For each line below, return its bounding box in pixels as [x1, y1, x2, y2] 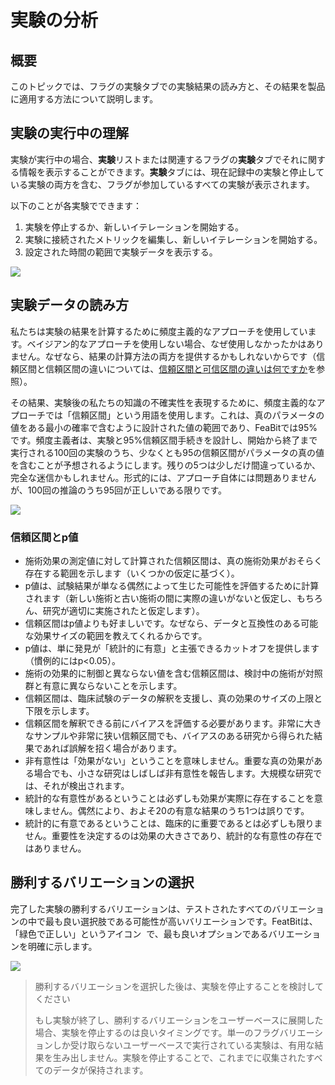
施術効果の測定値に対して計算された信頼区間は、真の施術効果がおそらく [24, 554, 323, 566]
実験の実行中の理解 [10, 125, 129, 142]
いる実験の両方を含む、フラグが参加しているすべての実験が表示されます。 [10, 178, 315, 190]
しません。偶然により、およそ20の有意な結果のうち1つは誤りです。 [33, 804, 310, 816]
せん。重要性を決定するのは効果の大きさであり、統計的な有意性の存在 [24, 829, 315, 841]
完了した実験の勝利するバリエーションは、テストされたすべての [10, 902, 273, 915]
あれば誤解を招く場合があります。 [42, 742, 183, 754]
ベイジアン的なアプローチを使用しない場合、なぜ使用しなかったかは [26, 337, 307, 350]
